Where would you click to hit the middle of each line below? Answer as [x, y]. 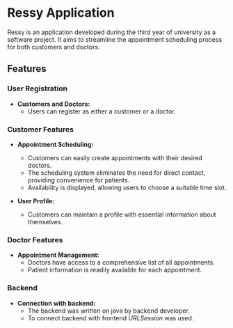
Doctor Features [35, 240]
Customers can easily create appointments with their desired [115, 157]
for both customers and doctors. [54, 47]
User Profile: [36, 201]
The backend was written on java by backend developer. [109, 311]
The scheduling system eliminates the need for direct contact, [116, 173]
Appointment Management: [58, 255]
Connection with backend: [56, 303]
